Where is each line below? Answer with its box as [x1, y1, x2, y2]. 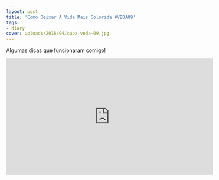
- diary [6, 25, 25, 31]
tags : [6, 19, 19, 25]
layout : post [6, 8, 38, 15]
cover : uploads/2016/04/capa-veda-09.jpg [6, 31, 110, 37]
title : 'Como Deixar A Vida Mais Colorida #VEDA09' [6, 14, 136, 20]
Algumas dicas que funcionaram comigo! [6, 47, 106, 54]
